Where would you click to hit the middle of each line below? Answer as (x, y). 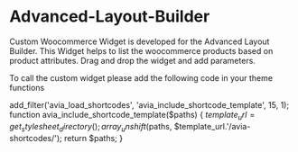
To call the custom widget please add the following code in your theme (141, 77)
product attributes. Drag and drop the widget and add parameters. (132, 60)
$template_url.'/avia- (212, 126)
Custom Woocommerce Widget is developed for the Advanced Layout (140, 41)
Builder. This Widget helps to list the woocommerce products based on (141, 50)
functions (27, 87)
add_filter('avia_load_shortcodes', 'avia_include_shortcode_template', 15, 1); (149, 104)
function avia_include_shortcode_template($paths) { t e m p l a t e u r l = (132, 116)
